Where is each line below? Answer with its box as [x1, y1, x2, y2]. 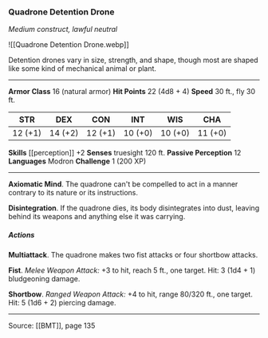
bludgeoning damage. [8, 274, 81, 284]
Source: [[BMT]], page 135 [8, 321, 96, 331]
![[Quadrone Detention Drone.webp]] [8, 40, 129, 49]
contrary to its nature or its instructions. [8, 188, 138, 198]
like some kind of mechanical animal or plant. [8, 64, 157, 73]
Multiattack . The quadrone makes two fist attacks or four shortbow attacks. [8, 250, 258, 260]
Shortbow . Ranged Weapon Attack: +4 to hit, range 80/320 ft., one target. [8, 289, 253, 299]
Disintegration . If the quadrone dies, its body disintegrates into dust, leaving [8, 203, 260, 213]
